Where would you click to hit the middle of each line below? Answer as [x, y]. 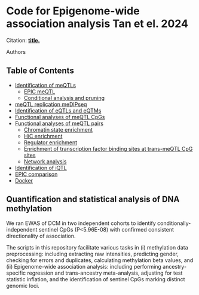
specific [16, 273]
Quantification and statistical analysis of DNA [93, 200]
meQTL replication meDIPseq [51, 104]
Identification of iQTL [41, 168]
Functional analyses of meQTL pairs [59, 123]
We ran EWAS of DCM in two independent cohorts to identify [81, 223]
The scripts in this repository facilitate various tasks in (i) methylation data [97, 247]
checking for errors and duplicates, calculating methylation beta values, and [100, 260]
